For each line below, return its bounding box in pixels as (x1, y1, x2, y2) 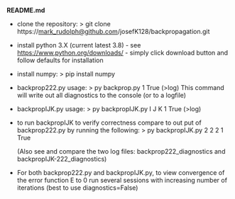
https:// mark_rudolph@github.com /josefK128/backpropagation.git (16, 28, 210, 35)
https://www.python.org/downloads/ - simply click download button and (16, 49, 229, 57)
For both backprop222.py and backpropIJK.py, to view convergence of (16, 169, 225, 176)
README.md (6, 6, 45, 14)
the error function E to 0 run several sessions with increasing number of (16, 176, 228, 184)
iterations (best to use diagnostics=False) (16, 183, 138, 192)
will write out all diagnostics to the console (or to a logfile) (16, 91, 186, 99)
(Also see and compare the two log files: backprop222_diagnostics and (16, 147, 226, 155)
